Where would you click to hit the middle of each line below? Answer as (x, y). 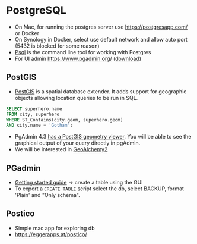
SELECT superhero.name (34, 109)
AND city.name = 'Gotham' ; (39, 126)
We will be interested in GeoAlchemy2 (61, 149)
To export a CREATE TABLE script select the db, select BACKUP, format (99, 189)
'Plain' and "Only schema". (47, 195)
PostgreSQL (36, 10)
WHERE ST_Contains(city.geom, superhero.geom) (65, 120)
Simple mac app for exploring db (55, 228)
